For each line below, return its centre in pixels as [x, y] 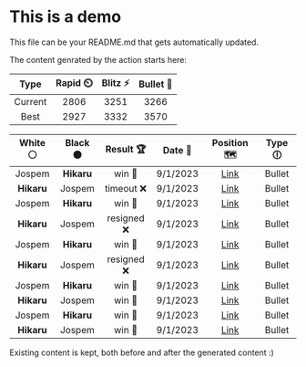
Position [230, 142]
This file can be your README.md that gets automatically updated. [134, 42]
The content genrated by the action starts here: [98, 59]
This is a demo [65, 17]
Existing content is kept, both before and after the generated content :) [142, 352]
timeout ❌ [126, 188]
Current [31, 101]
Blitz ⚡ [116, 82]
